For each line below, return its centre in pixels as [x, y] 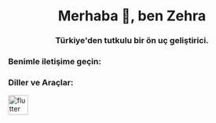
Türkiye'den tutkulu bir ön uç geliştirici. [132, 41]
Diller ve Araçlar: [41, 82]
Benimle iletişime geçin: [55, 62]
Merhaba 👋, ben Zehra [132, 16]
